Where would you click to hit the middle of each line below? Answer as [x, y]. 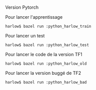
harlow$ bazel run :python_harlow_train [49, 26]
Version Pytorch [22, 7]
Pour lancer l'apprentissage [34, 17]
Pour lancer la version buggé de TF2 [43, 73]
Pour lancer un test [25, 36]
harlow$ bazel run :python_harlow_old [46, 64]
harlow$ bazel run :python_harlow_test [47, 45]
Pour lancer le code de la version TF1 [44, 54]
